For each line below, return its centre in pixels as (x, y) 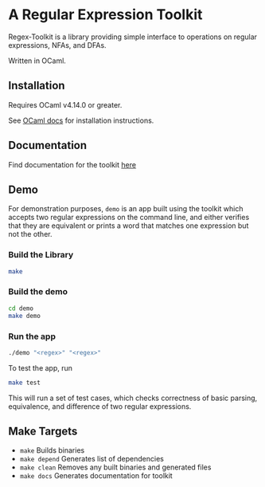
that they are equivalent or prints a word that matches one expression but (129, 226)
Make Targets (43, 432)
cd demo (21, 308)
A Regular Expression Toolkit (105, 15)
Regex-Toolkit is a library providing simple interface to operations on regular (132, 37)
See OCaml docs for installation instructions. (81, 120)
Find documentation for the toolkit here (72, 164)
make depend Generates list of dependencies (92, 459)
